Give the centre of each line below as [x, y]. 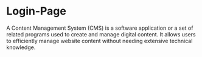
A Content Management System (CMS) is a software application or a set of [100, 28]
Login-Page [37, 11]
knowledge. [21, 47]
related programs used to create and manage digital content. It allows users [101, 34]
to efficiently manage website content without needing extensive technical [99, 41]
